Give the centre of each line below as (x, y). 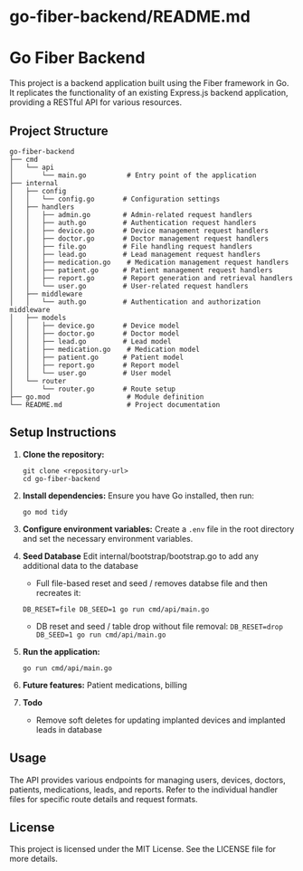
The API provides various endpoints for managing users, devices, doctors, (148, 780)
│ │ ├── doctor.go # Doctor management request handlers (139, 238)
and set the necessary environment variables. (108, 538)
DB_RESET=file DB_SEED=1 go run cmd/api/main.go (116, 609)
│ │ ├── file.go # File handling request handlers (131, 246)
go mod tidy (45, 512)
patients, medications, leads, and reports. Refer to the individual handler (144, 790)
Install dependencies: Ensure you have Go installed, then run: (138, 496)
